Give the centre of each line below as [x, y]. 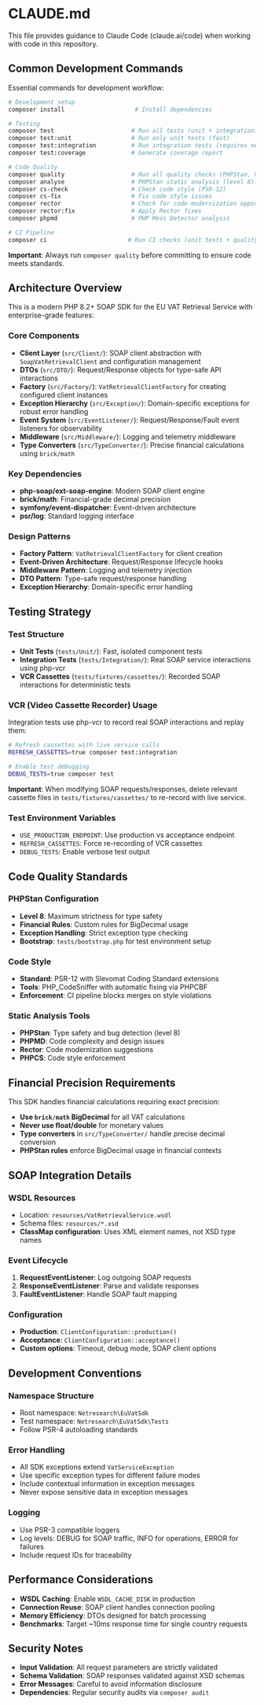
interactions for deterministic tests [75, 685]
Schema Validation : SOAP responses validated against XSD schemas [132, 1676]
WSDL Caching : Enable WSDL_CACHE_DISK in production [107, 1599]
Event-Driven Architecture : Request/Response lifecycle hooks [121, 562]
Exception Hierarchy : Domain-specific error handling [106, 587]
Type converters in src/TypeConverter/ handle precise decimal [122, 1134]
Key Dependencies [45, 473]
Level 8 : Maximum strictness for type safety [91, 916]
